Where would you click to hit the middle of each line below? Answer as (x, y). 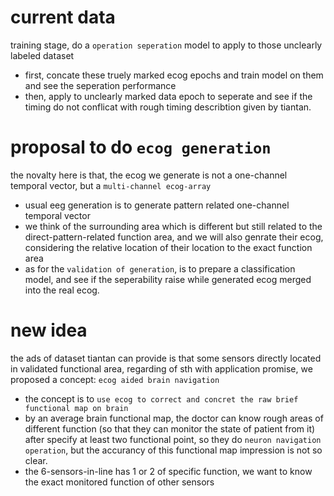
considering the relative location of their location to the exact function (168, 247)
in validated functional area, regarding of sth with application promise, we (161, 368)
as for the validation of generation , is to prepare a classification (160, 268)
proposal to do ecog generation (141, 147)
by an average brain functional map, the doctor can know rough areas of (174, 418)
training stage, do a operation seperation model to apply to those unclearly (166, 45)
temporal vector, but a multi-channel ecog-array (111, 185)
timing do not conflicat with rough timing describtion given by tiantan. (168, 107)
